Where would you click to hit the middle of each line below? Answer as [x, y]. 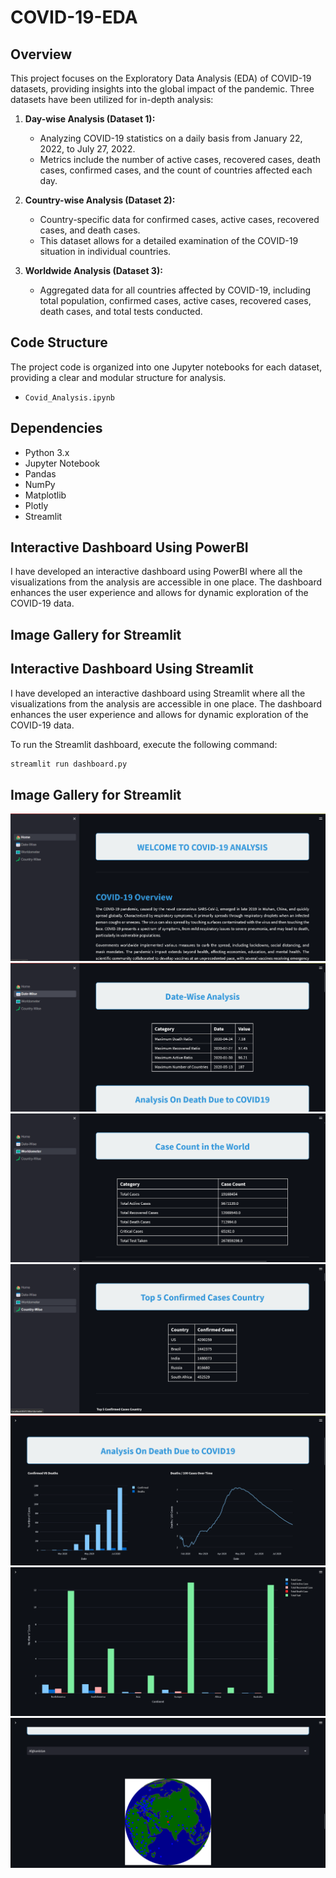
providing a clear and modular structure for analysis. [118, 377]
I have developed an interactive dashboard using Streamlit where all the [158, 693]
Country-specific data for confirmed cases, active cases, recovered [179, 219]
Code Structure [59, 342]
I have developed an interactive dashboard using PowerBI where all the [156, 572]
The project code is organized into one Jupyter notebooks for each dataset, [166, 367]
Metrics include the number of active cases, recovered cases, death [180, 159]
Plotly [36, 505]
